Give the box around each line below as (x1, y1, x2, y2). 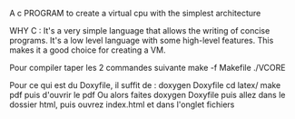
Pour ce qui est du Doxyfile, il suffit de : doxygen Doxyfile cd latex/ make (9, 80, 281, 90)
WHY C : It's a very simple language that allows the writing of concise (9, 25, 270, 35)
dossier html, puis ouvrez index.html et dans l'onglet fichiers (9, 99, 235, 110)
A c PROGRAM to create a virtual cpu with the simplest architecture (9, 8, 261, 18)
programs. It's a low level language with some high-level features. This (9, 35, 274, 45)
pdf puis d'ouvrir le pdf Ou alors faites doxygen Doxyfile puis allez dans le (9, 90, 286, 100)
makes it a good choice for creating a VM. (9, 45, 166, 55)
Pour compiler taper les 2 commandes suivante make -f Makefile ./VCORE (9, 63, 286, 73)
